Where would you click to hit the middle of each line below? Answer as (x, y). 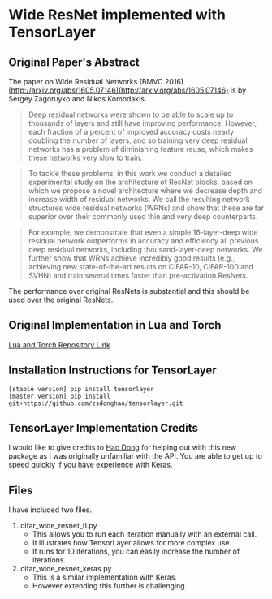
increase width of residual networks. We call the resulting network (139, 199)
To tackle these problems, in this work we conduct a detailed (130, 173)
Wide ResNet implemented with (117, 15)
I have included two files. (50, 510)
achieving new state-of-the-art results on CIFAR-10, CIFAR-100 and (140, 267)
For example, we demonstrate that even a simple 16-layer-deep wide (143, 232)
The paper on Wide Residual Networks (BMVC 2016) (96, 82)
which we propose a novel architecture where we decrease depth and (145, 191)
